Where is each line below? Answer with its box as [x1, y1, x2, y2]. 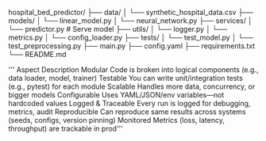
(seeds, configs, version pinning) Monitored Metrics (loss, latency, [8, 116, 225, 124]
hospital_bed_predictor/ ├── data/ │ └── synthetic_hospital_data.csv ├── [8, 8, 253, 17]
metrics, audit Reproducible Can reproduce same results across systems [8, 107, 246, 116]
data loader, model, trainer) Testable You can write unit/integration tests [8, 74, 244, 82]
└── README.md [8, 50, 67, 59]
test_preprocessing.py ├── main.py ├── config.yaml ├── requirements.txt [8, 41, 256, 51]
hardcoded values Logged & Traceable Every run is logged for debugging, [8, 99, 251, 108]
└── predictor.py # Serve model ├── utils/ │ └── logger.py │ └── [8, 25, 228, 33]
